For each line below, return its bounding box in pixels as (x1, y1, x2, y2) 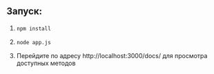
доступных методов (16, 59, 76, 67)
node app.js (16, 39, 51, 46)
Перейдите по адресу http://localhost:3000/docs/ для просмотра (16, 51, 208, 59)
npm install (16, 25, 51, 32)
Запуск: (6, 6, 43, 17)
